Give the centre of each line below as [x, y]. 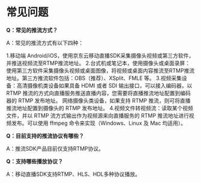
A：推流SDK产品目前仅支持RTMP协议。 [55, 148]
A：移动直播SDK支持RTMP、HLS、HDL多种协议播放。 [73, 174]
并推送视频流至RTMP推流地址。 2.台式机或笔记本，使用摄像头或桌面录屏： [98, 63]
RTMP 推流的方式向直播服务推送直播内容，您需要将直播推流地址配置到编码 [98, 93]
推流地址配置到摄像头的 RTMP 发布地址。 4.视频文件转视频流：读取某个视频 [100, 108]
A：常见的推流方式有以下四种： [45, 43]
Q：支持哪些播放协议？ [34, 161]
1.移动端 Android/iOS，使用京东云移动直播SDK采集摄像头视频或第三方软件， [100, 55]
